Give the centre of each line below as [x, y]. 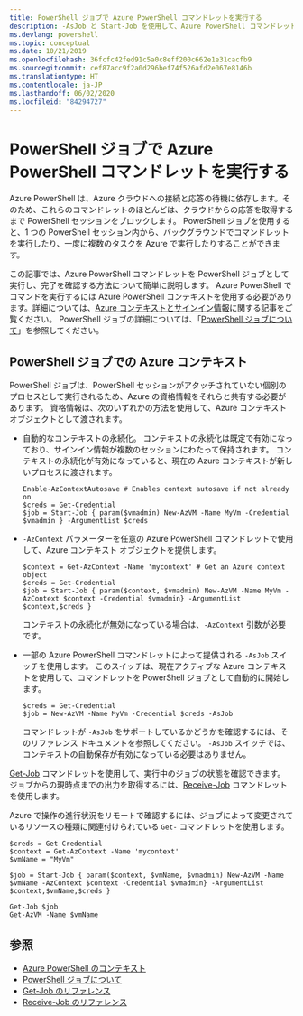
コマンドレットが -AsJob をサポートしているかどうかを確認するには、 [151, 732]
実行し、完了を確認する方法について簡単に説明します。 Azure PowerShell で [151, 285]
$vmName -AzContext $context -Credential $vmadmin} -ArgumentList [137, 883]
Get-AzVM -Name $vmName [54, 915]
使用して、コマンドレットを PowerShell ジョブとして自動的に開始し [164, 677]
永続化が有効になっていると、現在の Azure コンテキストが [170, 461]
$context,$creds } [57, 607]
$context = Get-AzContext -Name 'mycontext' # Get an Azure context [154, 567]
